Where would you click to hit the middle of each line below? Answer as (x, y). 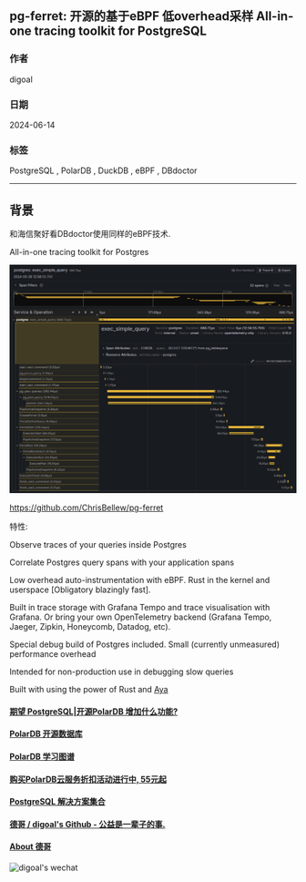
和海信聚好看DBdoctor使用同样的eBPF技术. (90, 234)
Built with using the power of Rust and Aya (89, 690)
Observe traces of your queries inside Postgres (98, 545)
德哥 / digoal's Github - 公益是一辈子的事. (87, 824)
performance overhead (53, 654)
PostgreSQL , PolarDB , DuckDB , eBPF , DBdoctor (103, 170)
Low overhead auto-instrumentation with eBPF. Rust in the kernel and (140, 580)
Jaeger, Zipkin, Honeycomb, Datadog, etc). (90, 627)
